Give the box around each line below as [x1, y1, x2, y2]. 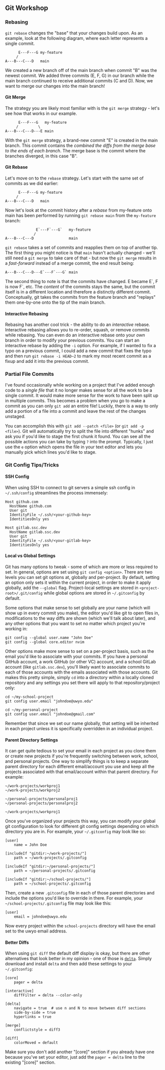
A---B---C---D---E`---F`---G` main [5, 270, 78, 275]
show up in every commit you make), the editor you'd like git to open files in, [5, 610, 160, 616]
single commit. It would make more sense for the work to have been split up [5, 392, 159, 398]
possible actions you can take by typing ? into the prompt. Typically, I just [5, 438, 154, 444]
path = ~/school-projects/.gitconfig [14, 881, 91, 887]
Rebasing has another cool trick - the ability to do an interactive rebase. [5, 321, 150, 327]
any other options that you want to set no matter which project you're [5, 620, 145, 626]
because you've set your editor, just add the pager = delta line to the [5, 1054, 145, 1060]
